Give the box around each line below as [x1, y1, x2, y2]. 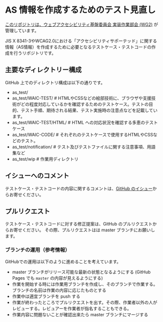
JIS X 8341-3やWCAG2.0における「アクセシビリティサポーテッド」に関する [5, 38, 157, 44]
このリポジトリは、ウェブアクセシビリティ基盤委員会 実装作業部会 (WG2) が [5, 21, 159, 27]
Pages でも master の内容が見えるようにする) [12, 275, 103, 281]
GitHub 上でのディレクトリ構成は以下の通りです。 [5, 79, 105, 85]
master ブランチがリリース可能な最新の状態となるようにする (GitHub [12, 269, 151, 275]
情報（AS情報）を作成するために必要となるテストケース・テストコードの [5, 44, 152, 50]
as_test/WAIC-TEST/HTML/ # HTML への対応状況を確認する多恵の [12, 119, 145, 125]
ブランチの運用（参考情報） [5, 246, 70, 253]
